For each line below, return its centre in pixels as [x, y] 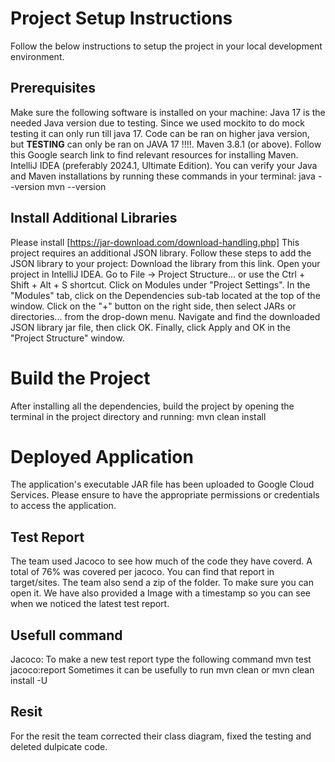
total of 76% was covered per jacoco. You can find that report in [142, 572]
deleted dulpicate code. [59, 746]
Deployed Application [102, 456]
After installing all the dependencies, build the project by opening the [152, 406]
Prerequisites [53, 88]
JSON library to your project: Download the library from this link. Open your [165, 263]
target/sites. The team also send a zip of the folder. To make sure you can [162, 583]
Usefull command [66, 635]
